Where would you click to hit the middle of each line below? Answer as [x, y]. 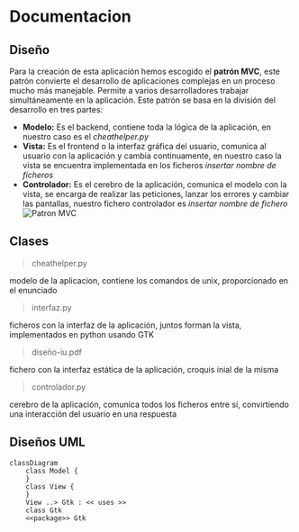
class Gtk [44, 510]
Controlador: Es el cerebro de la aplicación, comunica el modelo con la [154, 185]
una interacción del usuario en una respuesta [93, 414]
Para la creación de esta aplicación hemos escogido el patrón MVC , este [145, 71]
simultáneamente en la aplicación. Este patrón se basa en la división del [143, 100]
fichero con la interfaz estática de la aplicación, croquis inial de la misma [144, 369]
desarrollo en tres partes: [56, 109]
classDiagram [34, 463]
